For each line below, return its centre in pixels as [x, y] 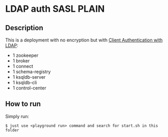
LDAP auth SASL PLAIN [55, 9]
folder [12, 130]
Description [24, 28]
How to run [23, 104]
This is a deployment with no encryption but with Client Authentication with [84, 40]
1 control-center [30, 88]
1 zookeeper [25, 55]
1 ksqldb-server [29, 77]
